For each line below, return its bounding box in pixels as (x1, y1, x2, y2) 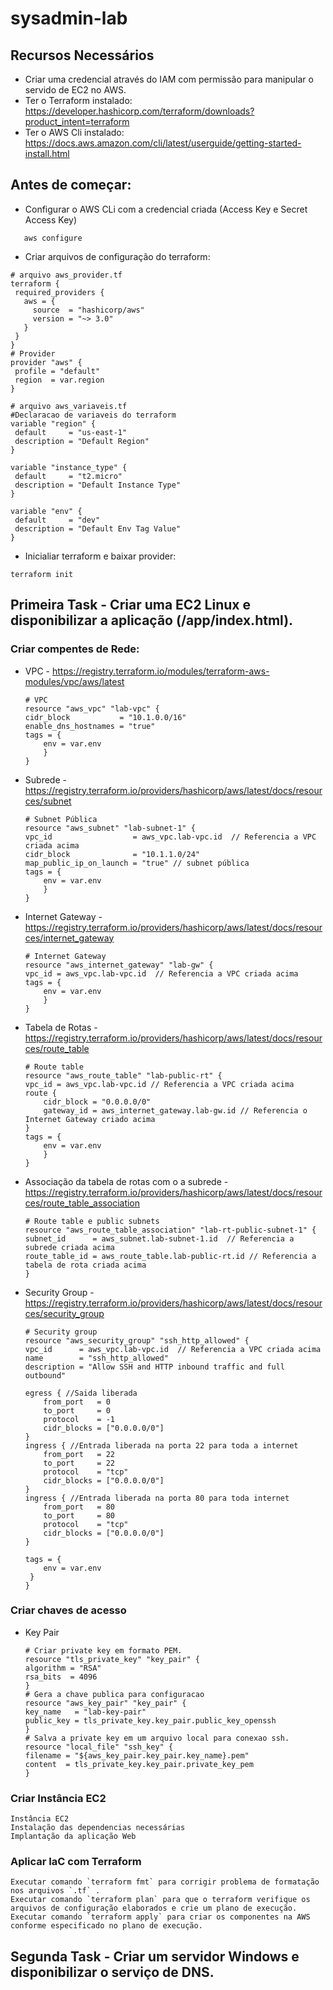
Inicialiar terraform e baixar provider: (24, 550, 177, 562)
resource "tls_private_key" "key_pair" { (24, 1654, 200, 1664)
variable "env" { (10, 506, 83, 516)
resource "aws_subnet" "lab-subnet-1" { (24, 823, 196, 833)
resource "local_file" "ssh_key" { (24, 1742, 174, 1752)
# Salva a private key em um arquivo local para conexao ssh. (24, 1733, 290, 1743)
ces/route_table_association (24, 1197, 141, 1209)
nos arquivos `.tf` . (10, 1886, 101, 1896)
